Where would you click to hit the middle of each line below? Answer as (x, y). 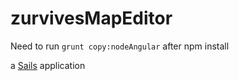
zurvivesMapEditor (91, 18)
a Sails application (48, 65)
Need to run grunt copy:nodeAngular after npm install (120, 46)
